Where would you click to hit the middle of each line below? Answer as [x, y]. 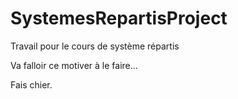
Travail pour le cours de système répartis [95, 46]
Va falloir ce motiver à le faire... [74, 65]
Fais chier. [31, 84]
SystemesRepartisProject [119, 18]
